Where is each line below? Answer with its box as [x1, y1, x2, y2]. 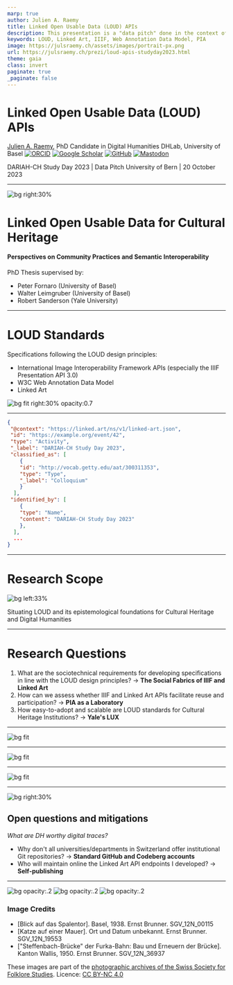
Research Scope [7, 572, 104, 587]
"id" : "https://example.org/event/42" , [10, 431, 126, 439]
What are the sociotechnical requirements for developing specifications [17, 669, 222, 677]
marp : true [7, 10, 39, 17]
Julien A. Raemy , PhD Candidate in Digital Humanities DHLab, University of [7, 142, 221, 151]
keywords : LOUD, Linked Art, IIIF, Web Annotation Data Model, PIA [7, 36, 207, 43]
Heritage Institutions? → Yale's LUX [17, 713, 120, 721]
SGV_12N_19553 [17, 934, 62, 943]
